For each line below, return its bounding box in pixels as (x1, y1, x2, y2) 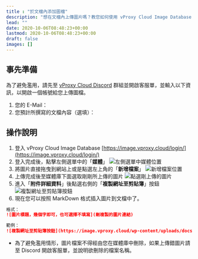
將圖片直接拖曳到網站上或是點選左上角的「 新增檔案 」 (14, 165, 144, 172)
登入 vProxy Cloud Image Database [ (14, 144, 104, 151)
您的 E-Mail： (14, 101, 48, 108)
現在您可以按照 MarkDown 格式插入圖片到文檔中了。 (14, 195, 143, 202)
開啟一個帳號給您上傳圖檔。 (21, 89, 89, 96)
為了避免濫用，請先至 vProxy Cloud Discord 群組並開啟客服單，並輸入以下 (6, 81, 186, 88)
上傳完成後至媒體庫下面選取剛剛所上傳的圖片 (14, 172, 124, 180)
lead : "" (6, 19, 28, 25)
